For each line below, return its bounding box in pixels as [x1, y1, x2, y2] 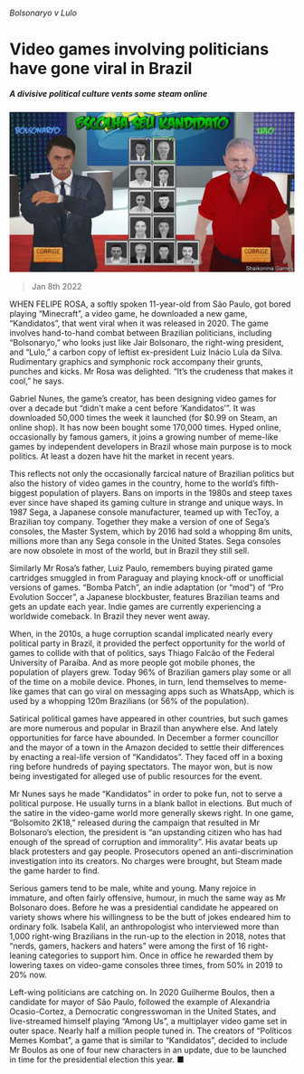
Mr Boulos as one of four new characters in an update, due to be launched [9, 1045, 287, 1056]
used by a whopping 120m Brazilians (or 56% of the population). [9, 696, 250, 707]
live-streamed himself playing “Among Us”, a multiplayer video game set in [9, 1016, 288, 1027]
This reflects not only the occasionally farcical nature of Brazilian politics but [9, 469, 295, 480]
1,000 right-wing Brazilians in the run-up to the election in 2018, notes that [9, 931, 287, 942]
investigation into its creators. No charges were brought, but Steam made [9, 856, 283, 867]
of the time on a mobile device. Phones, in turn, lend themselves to [9, 677, 259, 688]
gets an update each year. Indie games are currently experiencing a [9, 602, 261, 613]
